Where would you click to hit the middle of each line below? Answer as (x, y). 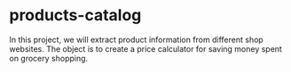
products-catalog (75, 15)
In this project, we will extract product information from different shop (136, 40)
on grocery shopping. (49, 58)
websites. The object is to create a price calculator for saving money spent (145, 48)
